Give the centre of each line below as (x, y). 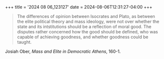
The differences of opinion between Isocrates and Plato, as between (86, 16)
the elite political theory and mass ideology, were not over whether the (88, 22)
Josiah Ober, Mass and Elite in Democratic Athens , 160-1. (63, 51)
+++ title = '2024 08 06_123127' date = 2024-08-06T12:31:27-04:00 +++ (79, 7)
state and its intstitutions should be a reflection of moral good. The (84, 27)
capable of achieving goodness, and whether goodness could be (82, 37)
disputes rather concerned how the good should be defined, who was (87, 32)
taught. (24, 42)
